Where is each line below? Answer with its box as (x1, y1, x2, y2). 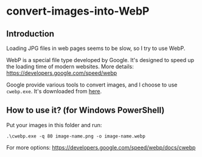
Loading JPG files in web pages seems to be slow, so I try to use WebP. (6, 44, 186, 52)
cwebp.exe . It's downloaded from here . (6, 88, 102, 95)
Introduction (6, 29, 55, 39)
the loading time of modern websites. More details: (6, 63, 134, 70)
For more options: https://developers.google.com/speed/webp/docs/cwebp (6, 144, 196, 151)
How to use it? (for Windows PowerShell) (6, 105, 165, 116)
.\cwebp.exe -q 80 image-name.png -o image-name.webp (6, 133, 146, 139)
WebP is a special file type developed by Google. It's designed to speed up (6, 57, 195, 63)
